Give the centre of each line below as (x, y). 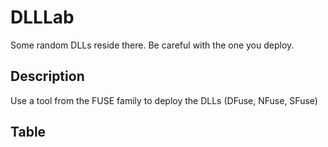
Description (47, 76)
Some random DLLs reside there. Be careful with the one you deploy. (152, 45)
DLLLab (42, 17)
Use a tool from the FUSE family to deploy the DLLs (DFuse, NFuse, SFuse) (164, 100)
